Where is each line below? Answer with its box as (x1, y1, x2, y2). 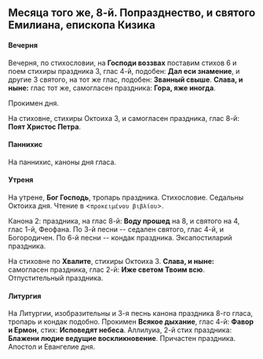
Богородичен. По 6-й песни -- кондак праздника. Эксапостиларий (8, 233, 233, 242)
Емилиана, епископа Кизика (8, 19, 155, 32)
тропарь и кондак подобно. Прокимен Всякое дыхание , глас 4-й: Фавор (8, 317, 254, 327)
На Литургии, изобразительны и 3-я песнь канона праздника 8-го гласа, (8, 309, 254, 318)
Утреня (8, 175, 34, 185)
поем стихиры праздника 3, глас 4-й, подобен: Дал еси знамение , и (8, 66, 240, 75)
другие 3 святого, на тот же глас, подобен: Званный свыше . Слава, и (8, 75, 243, 84)
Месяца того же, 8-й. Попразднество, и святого (8, 6, 256, 20)
